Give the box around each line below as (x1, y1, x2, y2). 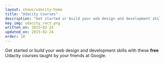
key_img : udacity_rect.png (5, 20, 60, 26)
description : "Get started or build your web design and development (5, 16, 151, 21)
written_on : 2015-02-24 (5, 25, 54, 30)
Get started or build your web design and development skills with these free (5, 47, 159, 53)
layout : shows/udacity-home (5, 7, 63, 12)
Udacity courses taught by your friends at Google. (5, 52, 107, 58)
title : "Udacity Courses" (5, 12, 58, 16)
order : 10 (5, 34, 26, 39)
